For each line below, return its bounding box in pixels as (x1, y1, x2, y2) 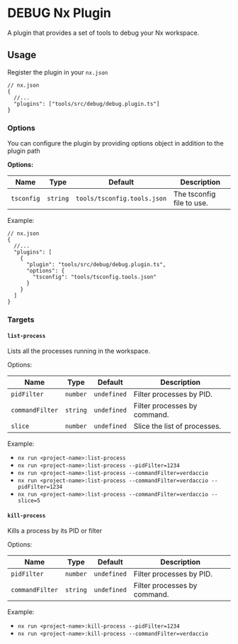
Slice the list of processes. (133, 421, 222, 431)
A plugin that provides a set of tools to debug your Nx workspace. (7, 28, 200, 37)
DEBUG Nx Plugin (7, 5, 111, 21)
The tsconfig (173, 190, 216, 200)
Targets (7, 315, 35, 324)
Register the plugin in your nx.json (7, 67, 108, 76)
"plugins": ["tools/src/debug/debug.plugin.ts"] (13, 100, 160, 107)
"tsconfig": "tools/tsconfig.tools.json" (33, 273, 157, 281)
